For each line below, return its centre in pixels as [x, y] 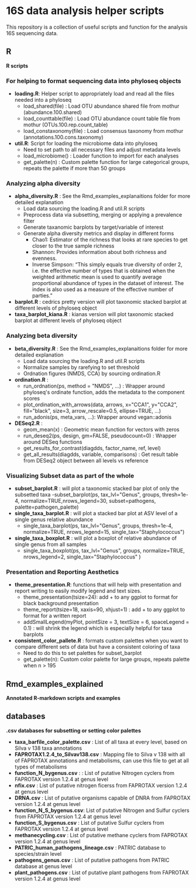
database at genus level [43, 866]
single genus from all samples [50, 544]
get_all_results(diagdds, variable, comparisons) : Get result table [101, 454]
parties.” [42, 296]
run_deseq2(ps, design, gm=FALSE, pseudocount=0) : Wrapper [100, 436]
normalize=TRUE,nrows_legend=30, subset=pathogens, [88, 500]
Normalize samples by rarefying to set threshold [81, 367]
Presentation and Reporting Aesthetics [63, 572]
